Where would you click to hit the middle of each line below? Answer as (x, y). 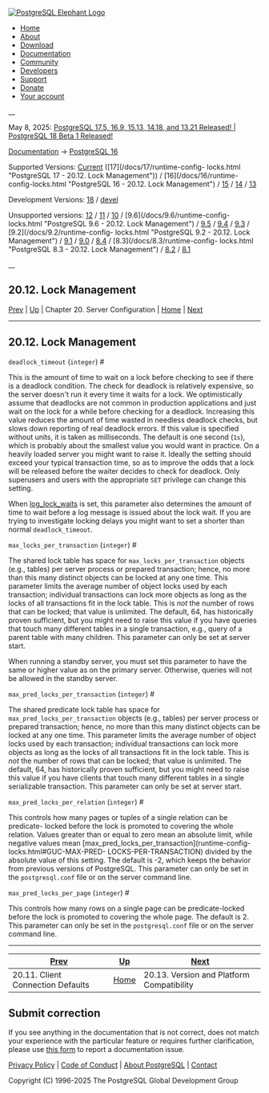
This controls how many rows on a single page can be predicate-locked (126, 908)
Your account (42, 96)
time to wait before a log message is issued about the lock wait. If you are (130, 512)
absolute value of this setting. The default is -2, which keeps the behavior (129, 860)
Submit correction (54, 1013)
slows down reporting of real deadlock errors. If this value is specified (124, 428)
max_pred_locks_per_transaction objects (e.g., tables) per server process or (134, 718)
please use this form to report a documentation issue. (97, 1050)
